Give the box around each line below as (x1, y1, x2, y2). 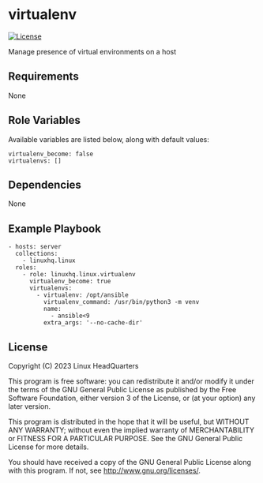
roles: (15, 264, 37, 271)
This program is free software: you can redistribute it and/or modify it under (8, 376, 254, 386)
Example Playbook (8, 222, 101, 235)
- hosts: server (8, 243, 62, 251)
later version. (8, 402, 51, 411)
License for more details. (8, 442, 89, 451)
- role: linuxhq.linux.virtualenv (22, 271, 136, 279)
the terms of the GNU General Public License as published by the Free (8, 385, 237, 394)
